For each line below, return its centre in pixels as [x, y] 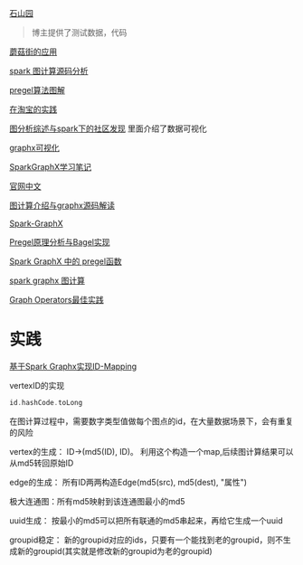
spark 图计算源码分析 [49, 71]
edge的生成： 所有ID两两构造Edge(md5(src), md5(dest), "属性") [128, 482]
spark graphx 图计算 [47, 280]
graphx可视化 [35, 148]
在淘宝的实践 [33, 109]
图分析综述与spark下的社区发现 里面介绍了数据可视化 [109, 128]
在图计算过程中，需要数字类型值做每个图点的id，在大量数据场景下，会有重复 [151, 421]
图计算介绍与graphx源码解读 [62, 205]
